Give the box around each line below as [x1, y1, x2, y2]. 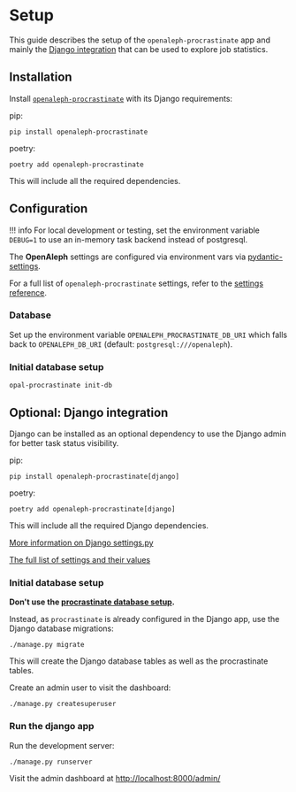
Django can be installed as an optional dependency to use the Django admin [9, 428, 287, 439]
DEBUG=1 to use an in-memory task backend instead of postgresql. [9, 234, 248, 244]
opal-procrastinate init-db [9, 381, 113, 390]
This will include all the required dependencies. [9, 175, 181, 186]
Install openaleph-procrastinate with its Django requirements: [9, 93, 232, 104]
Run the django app [9, 720, 95, 733]
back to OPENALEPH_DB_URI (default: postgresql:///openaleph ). [9, 338, 233, 350]
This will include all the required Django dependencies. [9, 519, 209, 531]
